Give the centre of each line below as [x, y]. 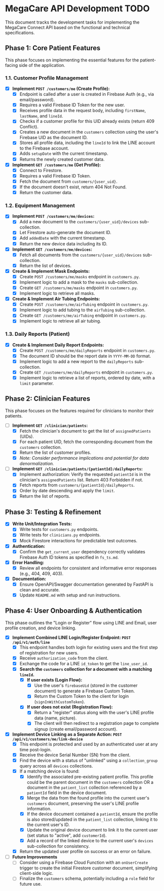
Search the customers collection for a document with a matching [86, 669]
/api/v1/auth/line [31, 642]
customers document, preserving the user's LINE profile [83, 803]
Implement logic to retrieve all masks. [57, 294]
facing [12, 65]
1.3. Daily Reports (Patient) [38, 334]
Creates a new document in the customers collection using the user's [89, 132]
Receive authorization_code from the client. [64, 658]
